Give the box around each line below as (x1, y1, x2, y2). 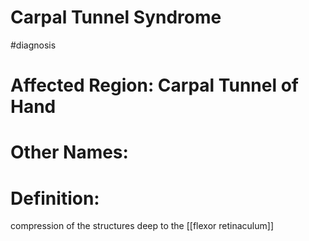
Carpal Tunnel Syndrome (10, 6, 222, 29)
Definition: (10, 187, 100, 210)
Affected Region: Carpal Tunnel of (10, 74, 299, 97)
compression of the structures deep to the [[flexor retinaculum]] (10, 220, 275, 232)
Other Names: (10, 141, 129, 164)
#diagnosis (10, 39, 57, 51)
